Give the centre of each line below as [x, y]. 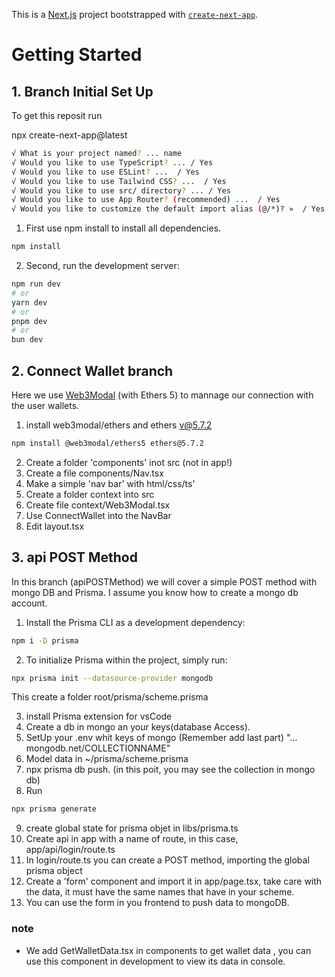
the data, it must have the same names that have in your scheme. [160, 892]
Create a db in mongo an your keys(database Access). [138, 727]
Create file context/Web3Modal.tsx [98, 505]
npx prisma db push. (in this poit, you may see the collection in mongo [170, 770]
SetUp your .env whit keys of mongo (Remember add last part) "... [161, 738]
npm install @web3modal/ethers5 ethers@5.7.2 [107, 443]
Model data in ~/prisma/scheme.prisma [107, 759]
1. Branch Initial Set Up [82, 91]
